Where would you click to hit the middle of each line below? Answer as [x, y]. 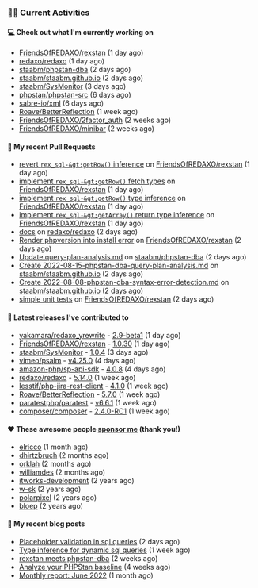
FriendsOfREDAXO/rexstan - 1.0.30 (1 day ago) [95, 344]
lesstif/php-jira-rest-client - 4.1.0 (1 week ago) [93, 386]
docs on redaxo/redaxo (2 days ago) [78, 232]
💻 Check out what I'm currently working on [80, 32]
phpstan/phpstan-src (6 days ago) [75, 95]
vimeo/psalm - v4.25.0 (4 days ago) [77, 360]
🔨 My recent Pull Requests [51, 147]
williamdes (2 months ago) [62, 472]
